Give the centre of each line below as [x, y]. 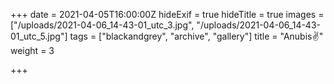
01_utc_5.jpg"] [39, 36]
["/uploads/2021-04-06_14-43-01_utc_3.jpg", [102, 25]
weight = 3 [32, 50]
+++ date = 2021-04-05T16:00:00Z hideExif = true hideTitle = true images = [167, 14]
